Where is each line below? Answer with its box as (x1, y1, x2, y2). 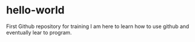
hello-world (6, 3, 65, 17)
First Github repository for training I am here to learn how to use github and (6, 23, 190, 30)
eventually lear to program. (6, 29, 72, 36)
